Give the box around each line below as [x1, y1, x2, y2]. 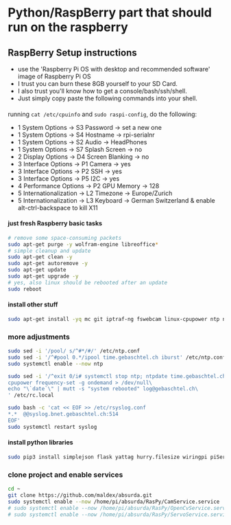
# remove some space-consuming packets [8, 234, 122, 241]
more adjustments [8, 332, 71, 342]
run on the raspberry [8, 19, 129, 35]
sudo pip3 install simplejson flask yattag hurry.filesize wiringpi [8, 454, 208, 460]
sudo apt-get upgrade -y [8, 273, 79, 280]
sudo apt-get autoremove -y [8, 260, 88, 267]
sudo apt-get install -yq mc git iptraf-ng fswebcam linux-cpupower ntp [8, 315, 220, 322]
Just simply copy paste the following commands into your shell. [17, 94, 198, 102]
